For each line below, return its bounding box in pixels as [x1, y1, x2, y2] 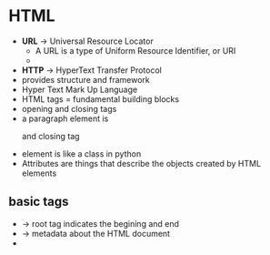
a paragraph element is [21, 113, 109, 124]
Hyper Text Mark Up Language [21, 84, 138, 95]
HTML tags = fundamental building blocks [21, 93, 179, 105]
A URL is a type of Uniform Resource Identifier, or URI [35, 45, 236, 56]
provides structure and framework [21, 74, 151, 85]
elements [21, 168, 57, 178]
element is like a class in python [21, 148, 142, 159]
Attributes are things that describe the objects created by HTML [21, 158, 261, 168]
